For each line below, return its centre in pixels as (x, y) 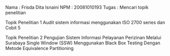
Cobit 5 (13, 28)
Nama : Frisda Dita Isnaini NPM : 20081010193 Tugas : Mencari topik (77, 7)
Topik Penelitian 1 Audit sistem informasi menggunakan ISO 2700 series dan (85, 22)
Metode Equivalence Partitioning (40, 48)
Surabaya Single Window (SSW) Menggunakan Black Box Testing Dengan (83, 43)
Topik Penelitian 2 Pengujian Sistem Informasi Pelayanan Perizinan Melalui (83, 38)
